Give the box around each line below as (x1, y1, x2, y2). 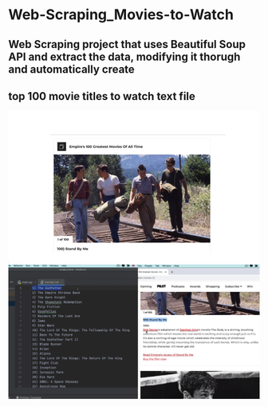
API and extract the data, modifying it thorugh (8, 50, 241, 63)
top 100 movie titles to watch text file (8, 90, 195, 103)
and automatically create (8, 62, 136, 76)
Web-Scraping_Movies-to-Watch (8, 6, 234, 24)
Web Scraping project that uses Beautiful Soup (8, 38, 246, 51)
